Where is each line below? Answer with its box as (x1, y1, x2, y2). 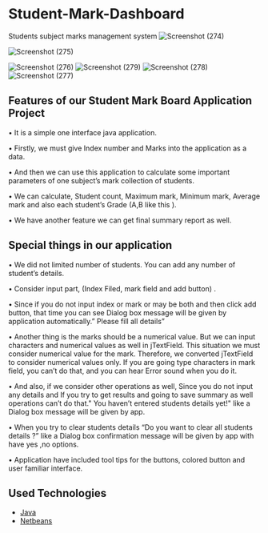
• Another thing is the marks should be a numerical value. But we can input (8, 331, 256, 341)
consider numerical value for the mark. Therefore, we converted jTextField (8, 349, 254, 359)
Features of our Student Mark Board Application (8, 94, 253, 108)
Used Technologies (8, 486, 106, 500)
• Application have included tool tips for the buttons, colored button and (8, 455, 246, 464)
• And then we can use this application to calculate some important (8, 167, 230, 177)
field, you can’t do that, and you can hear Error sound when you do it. (8, 366, 238, 375)
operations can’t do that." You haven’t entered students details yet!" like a (8, 398, 250, 408)
